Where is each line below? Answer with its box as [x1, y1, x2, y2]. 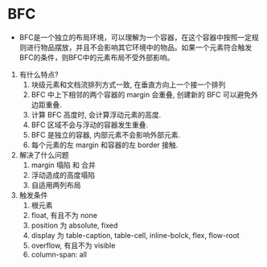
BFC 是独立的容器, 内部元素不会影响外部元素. [31, 129, 181, 139]
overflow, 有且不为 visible [31, 240, 116, 250]
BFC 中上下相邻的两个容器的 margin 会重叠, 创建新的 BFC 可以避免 [31, 89, 251, 99]
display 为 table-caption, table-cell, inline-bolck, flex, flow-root [31, 230, 240, 240]
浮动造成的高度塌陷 [31, 170, 96, 179]
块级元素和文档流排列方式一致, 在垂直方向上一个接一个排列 [31, 80, 226, 89]
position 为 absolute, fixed [31, 220, 118, 230]
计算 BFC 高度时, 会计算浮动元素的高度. [31, 109, 162, 119]
